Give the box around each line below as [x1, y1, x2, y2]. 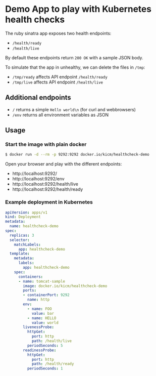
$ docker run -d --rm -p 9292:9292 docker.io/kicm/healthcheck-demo [5, 152, 150, 157]
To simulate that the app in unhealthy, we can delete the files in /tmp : [5, 64, 145, 70]
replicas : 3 [9, 233, 35, 238]
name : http [27, 297, 50, 302]
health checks [5, 14, 65, 25]
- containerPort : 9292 [23, 292, 70, 297]
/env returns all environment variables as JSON [12, 112, 109, 118]
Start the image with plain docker [5, 141, 87, 148]
